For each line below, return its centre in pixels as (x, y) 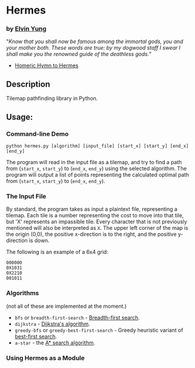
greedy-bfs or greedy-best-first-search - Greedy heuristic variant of (99, 330)
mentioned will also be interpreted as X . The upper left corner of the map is (97, 228)
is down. (39, 240)
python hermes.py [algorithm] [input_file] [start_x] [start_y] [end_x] (97, 146)
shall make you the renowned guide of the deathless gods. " (79, 54)
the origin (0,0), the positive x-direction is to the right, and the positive (92, 235)
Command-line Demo (38, 133)
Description (28, 84)
